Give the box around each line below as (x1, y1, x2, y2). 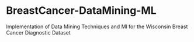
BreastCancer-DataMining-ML (6, 4, 157, 17)
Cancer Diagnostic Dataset (6, 29, 71, 36)
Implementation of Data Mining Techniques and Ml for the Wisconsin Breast (6, 23, 188, 30)
